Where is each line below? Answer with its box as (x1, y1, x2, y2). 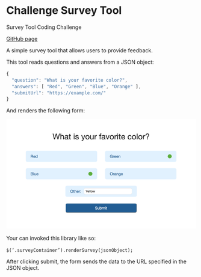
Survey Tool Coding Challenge (6, 23, 82, 31)
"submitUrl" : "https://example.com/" (11, 90, 107, 96)
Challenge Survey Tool (6, 4, 122, 17)
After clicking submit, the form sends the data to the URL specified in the (6, 258, 187, 265)
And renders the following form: (6, 107, 85, 114)
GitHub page (6, 35, 38, 42)
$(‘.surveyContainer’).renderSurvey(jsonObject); (6, 247, 134, 253)
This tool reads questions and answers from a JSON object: (6, 58, 155, 65)
